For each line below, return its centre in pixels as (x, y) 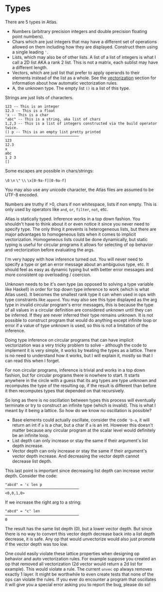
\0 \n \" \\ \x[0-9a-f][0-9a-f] (36, 180)
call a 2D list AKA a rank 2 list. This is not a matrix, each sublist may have (85, 62)
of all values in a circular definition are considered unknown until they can (79, 310)
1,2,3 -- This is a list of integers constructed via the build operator (81, 123)
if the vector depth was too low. (37, 544)
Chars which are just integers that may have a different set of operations (84, 41)
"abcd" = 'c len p (24, 485)
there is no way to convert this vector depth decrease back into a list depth (80, 534)
